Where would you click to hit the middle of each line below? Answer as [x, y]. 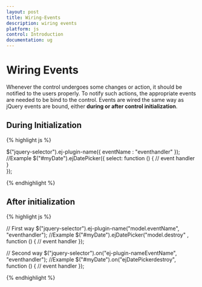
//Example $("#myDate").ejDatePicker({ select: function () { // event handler [101, 158]
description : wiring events [42, 23]
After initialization [41, 202]
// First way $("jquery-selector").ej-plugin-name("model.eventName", [93, 228]
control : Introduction [35, 35]
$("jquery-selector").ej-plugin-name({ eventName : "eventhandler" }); [93, 152]
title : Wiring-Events [34, 18]
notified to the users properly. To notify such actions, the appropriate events [101, 93]
